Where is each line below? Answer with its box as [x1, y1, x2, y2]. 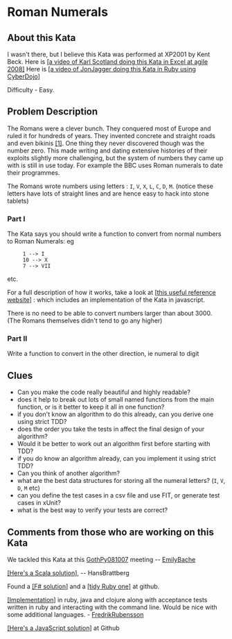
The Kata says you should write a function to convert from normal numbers [7, 230, 222, 238]
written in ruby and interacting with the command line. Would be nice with [7, 603, 217, 611]
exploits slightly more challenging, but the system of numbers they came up [7, 153, 224, 162]
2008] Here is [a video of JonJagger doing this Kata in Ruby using [7, 65, 196, 73]
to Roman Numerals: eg [7, 237, 75, 246]
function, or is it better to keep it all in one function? [17, 403, 165, 411]
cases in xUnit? [17, 499, 61, 507]
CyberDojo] [7, 72, 40, 80]
